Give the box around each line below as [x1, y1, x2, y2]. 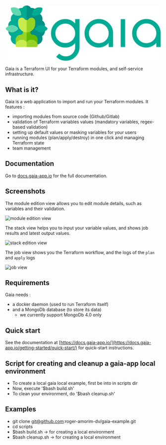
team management [12, 145, 51, 151]
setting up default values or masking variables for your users [12, 130, 137, 136]
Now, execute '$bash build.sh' [12, 385, 74, 391]
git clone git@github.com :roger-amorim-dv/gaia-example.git [12, 418, 136, 424]
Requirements [5, 279, 50, 287]
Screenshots [5, 187, 46, 196]
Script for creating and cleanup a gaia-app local [5, 359, 156, 368]
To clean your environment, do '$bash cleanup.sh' [12, 391, 115, 397]
